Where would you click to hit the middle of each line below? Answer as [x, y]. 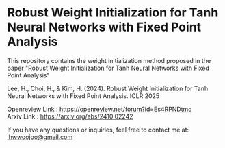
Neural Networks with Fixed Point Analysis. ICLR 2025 [83, 96]
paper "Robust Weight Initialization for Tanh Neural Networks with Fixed [108, 68]
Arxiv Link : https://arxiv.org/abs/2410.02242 [70, 116]
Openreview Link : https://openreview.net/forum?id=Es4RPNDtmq [100, 109]
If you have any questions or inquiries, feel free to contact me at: [98, 129]
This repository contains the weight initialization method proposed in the [109, 60]
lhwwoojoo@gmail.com [40, 137]
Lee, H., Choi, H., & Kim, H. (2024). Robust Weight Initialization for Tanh [108, 88]
